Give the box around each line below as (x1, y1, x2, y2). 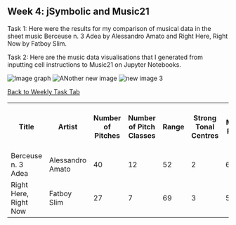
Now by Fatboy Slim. (7, 39, 67, 48)
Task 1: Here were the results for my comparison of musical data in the (7, 24, 211, 32)
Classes (128, 130, 156, 140)
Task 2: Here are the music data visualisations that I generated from (7, 53, 204, 61)
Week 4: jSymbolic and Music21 (7, 6, 150, 18)
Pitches (94, 130, 121, 140)
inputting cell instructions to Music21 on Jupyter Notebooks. (7, 60, 181, 69)
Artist (58, 122, 78, 131)
